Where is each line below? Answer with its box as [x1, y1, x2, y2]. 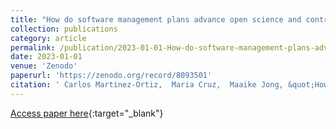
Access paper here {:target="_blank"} [10, 107, 164, 119]
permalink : [10, 42, 56, 53]
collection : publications [10, 24, 118, 34]
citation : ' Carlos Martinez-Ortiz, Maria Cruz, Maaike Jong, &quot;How [10, 80, 329, 90]
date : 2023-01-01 [10, 52, 83, 62]
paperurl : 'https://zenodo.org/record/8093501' [10, 71, 213, 81]
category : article [10, 33, 87, 43]
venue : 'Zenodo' [10, 61, 78, 71]
